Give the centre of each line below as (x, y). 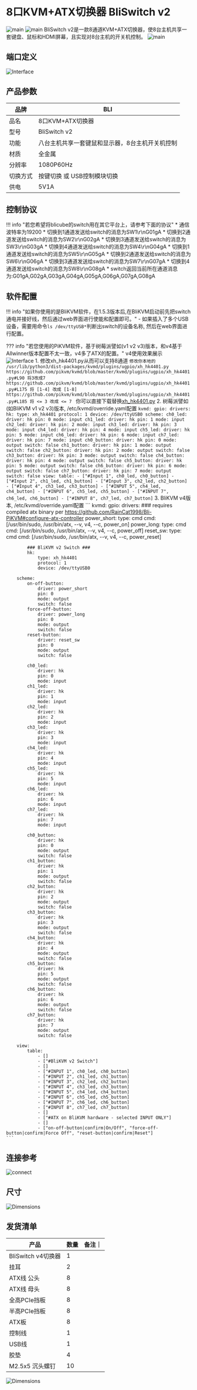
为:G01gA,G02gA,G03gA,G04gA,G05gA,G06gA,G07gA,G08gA (81, 276)
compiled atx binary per (35, 512)
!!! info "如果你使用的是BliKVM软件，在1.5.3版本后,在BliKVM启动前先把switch (98, 312)
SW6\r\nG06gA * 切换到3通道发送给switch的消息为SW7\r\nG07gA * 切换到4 (98, 261)
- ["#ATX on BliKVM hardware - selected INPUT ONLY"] (104, 1118)
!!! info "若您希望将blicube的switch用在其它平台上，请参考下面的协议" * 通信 (98, 225)
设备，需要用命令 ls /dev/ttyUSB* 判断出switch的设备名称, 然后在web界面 (94, 326)
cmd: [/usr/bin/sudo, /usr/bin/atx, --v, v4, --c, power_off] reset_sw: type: (94, 531)
